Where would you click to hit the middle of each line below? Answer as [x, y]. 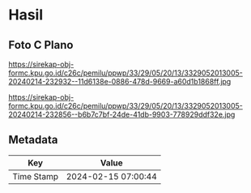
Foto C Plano [41, 45]
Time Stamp [36, 176]
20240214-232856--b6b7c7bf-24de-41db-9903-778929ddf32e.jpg [122, 114]
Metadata [33, 140]
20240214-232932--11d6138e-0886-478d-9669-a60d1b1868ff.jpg [120, 81]
